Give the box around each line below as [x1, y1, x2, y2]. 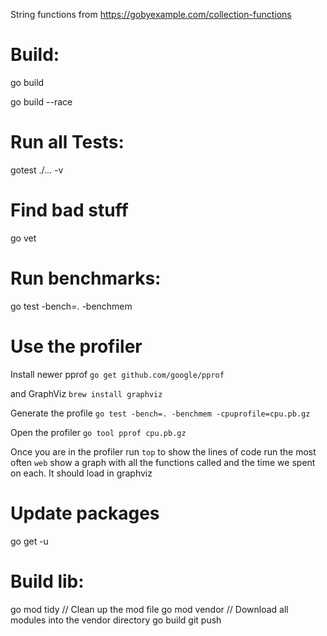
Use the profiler [10, 335, 143, 358]
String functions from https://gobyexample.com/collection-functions [10, 9, 292, 20]
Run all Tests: [10, 131, 125, 154]
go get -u [10, 535, 49, 547]
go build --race [10, 95, 73, 108]
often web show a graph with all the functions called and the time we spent [10, 456, 316, 468]
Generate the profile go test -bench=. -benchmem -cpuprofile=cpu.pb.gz [10, 407, 311, 419]
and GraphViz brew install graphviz [10, 387, 163, 399]
